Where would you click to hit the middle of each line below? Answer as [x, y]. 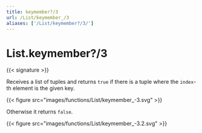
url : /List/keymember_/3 [38, 18]
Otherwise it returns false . [40, 112]
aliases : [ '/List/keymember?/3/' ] [50, 23]
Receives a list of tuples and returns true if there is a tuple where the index [100, 82]
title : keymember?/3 [33, 12]
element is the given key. [44, 88]
